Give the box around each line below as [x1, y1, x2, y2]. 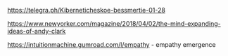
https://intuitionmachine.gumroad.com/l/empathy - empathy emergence [7, 41, 216, 48]
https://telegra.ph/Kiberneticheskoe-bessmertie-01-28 [7, 6, 165, 14]
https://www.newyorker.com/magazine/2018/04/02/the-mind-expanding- [7, 20, 221, 27]
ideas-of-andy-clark [7, 27, 66, 35]
